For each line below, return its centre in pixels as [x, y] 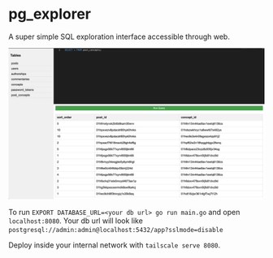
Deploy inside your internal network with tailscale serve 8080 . [115, 245]
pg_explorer [50, 14]
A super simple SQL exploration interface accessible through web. [119, 37]
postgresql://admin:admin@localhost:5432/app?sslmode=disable [116, 230]
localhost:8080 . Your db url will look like [76, 221]
